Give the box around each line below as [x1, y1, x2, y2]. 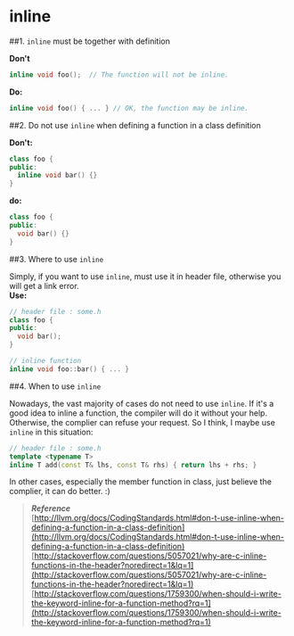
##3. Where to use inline [9, 253, 104, 264]
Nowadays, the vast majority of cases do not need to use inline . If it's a [9, 398, 274, 409]
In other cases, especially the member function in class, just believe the [9, 476, 272, 487]
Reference [30, 503, 71, 514]
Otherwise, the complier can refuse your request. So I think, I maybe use [9, 417, 276, 427]
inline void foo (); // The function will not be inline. [9, 70, 229, 79]
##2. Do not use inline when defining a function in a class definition [9, 120, 261, 130]
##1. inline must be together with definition [9, 36, 171, 46]
